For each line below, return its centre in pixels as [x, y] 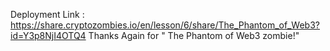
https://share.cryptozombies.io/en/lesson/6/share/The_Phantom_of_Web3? [165, 25]
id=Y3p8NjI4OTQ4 [48, 35]
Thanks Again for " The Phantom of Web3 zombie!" [194, 35]
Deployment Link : [47, 14]
